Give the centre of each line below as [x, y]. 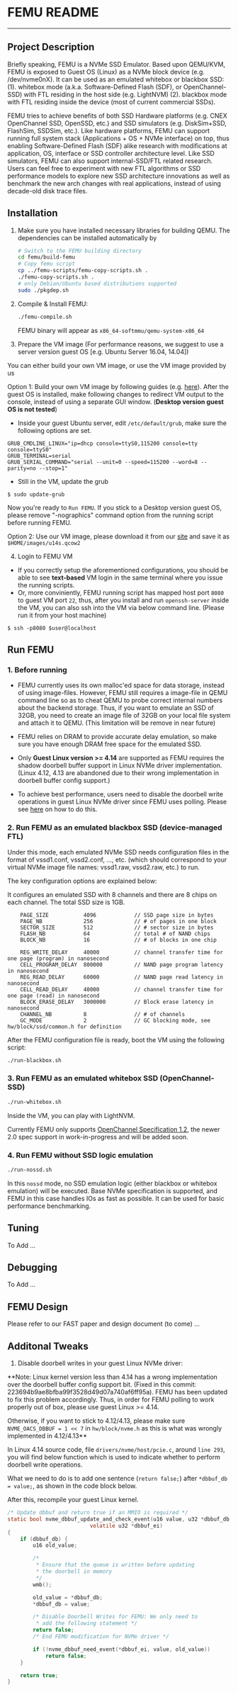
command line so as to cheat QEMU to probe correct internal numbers [120, 700]
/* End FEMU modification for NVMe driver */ [101, 1637]
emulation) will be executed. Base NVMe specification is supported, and [113, 1190]
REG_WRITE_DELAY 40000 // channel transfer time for [121, 952]
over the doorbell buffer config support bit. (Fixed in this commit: [102, 1384]
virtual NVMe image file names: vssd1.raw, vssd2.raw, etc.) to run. [104, 867]
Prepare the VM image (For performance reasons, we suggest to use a [121, 344]
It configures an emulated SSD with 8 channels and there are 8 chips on [112, 894]
